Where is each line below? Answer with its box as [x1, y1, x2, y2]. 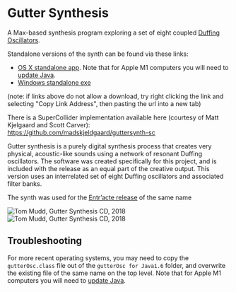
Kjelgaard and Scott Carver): [7, 120, 90, 129]
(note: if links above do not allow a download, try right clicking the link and [7, 92, 224, 100]
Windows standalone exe [17, 78, 91, 86]
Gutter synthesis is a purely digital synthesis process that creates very [7, 141, 212, 150]
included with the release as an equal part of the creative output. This [7, 164, 210, 173]
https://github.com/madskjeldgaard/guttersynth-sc [7, 128, 155, 136]
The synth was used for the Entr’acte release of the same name [7, 193, 192, 202]
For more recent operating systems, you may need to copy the [7, 253, 189, 262]
